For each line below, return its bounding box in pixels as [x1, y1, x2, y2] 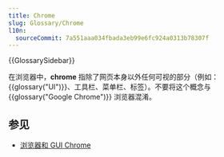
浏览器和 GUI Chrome [19, 140, 91, 150]
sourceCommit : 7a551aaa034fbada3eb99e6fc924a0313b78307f [15, 33, 210, 42]
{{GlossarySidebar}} [8, 56, 76, 65]
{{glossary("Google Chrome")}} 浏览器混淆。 [8, 92, 156, 102]
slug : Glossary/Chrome [8, 19, 84, 27]
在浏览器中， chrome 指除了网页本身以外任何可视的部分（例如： [8, 73, 218, 82]
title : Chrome [8, 11, 56, 20]
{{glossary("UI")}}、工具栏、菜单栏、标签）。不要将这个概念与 [8, 82, 211, 92]
